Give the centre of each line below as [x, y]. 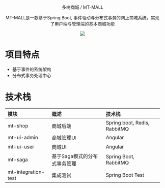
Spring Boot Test [125, 175]
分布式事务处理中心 [32, 75]
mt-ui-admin [23, 137]
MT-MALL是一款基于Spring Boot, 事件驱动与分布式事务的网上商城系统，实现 [82, 18]
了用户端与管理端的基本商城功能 [82, 24]
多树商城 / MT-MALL [82, 7]
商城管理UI [64, 138]
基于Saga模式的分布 [75, 156]
